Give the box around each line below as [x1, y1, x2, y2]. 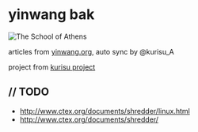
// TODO [8, 85, 50, 99]
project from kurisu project [8, 62, 96, 72]
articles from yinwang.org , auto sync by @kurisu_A [8, 47, 174, 56]
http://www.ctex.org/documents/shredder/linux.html [19, 106, 190, 115]
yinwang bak [8, 6, 95, 24]
